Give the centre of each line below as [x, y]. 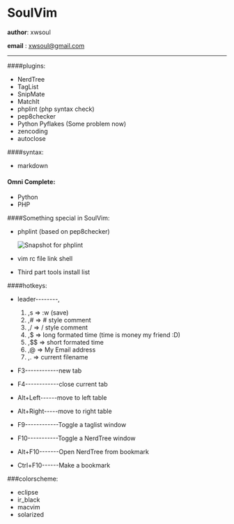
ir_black [29, 500]
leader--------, [39, 299]
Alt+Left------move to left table [62, 398]
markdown [33, 165]
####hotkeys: [27, 286]
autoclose [32, 138]
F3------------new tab [49, 370]
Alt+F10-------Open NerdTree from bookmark [83, 452]
